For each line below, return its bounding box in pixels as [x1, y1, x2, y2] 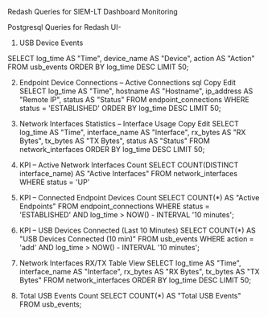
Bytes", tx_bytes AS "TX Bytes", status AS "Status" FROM [19, 136, 210, 146]
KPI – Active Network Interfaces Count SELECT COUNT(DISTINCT [19, 160, 239, 170]
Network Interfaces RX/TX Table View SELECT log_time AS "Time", [19, 258, 242, 268]
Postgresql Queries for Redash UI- [7, 23, 122, 31]
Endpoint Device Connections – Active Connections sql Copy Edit [19, 78, 237, 87]
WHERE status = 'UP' [19, 177, 90, 187]
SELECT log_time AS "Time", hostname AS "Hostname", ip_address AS [19, 86, 254, 96]
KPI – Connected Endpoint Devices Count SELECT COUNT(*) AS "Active [19, 193, 260, 202]
